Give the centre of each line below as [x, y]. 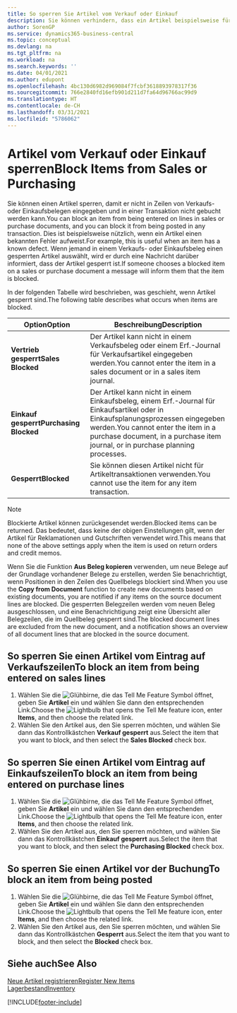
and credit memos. [35, 553]
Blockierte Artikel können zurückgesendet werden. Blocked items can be [112, 522]
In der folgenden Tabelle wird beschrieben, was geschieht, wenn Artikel [111, 292]
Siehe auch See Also [52, 964]
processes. [108, 454]
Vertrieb [25, 349]
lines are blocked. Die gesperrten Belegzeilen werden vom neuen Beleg [111, 604]
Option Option [47, 324]
